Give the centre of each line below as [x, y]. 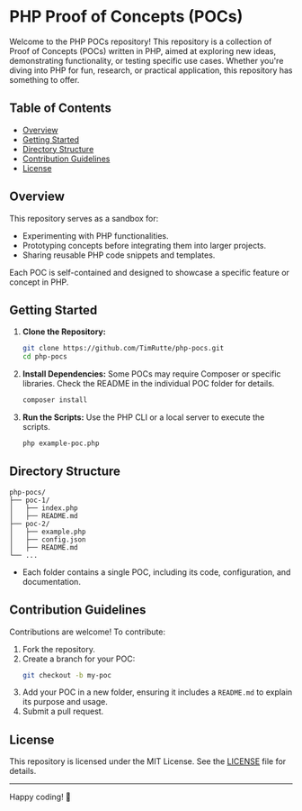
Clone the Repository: [64, 332]
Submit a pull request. [63, 711]
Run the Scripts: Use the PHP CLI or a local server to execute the [143, 417]
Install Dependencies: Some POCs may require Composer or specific [151, 374]
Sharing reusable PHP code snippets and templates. [119, 255]
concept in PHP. [39, 282]
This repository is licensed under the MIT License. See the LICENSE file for [148, 761]
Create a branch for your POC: [79, 659]
